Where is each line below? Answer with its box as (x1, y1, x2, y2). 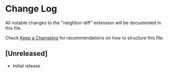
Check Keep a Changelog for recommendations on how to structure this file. (5, 35, 164, 41)
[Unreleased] (5, 49, 48, 58)
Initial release (12, 62, 40, 68)
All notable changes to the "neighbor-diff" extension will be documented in (5, 20, 161, 26)
